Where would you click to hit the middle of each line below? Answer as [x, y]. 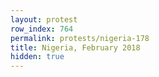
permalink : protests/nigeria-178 [80, 38]
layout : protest [44, 19]
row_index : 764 [42, 29]
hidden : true [37, 57]
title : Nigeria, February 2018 [75, 47]
